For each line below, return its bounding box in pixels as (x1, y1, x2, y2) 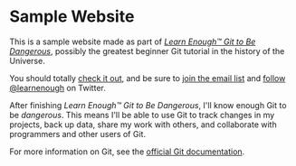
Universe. (9, 55, 45, 66)
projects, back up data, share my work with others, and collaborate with (9, 119, 278, 130)
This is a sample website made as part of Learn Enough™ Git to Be (9, 36, 256, 47)
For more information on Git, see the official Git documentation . (9, 146, 245, 157)
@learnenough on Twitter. (9, 82, 106, 93)
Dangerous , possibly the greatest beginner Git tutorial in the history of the (9, 45, 285, 56)
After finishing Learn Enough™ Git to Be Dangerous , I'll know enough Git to (9, 99, 287, 110)
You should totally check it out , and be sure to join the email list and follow (9, 72, 286, 83)
